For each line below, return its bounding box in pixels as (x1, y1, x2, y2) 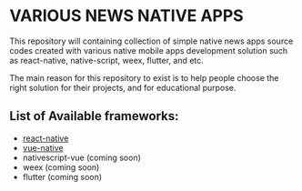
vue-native (22, 142, 64, 153)
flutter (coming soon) (22, 171, 103, 182)
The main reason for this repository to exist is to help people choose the (9, 72, 279, 83)
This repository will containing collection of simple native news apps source (9, 35, 294, 46)
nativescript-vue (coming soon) (22, 152, 141, 163)
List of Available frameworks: (9, 108, 179, 124)
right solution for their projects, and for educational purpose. (9, 82, 237, 93)
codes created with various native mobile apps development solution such (9, 45, 288, 55)
